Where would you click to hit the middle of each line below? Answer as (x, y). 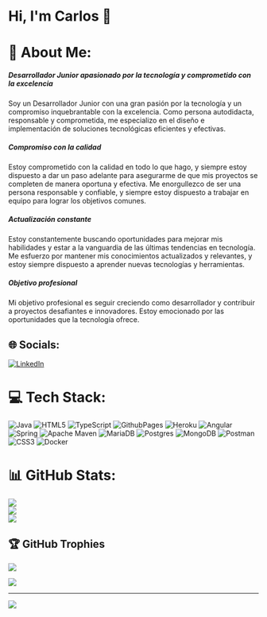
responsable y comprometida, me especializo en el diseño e (106, 120)
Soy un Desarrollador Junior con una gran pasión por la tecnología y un (125, 103)
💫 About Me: (50, 53)
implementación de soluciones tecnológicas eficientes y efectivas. (117, 129)
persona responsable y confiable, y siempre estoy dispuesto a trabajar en (129, 192)
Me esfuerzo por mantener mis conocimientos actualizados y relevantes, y (130, 256)
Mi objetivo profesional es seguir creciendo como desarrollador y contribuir (132, 303)
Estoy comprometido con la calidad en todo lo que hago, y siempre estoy (128, 167)
